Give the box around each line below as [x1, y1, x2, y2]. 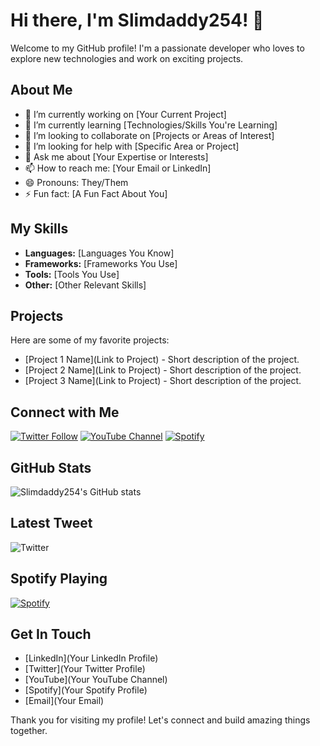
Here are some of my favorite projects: [10, 334, 170, 346]
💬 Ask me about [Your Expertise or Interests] [24, 150, 209, 163]
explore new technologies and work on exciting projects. [10, 52, 244, 64]
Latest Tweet [10, 515, 93, 532]
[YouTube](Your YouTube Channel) [24, 674, 168, 686]
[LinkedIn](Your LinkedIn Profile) [24, 652, 159, 664]
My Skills [10, 220, 69, 238]
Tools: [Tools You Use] [24, 268, 120, 280]
